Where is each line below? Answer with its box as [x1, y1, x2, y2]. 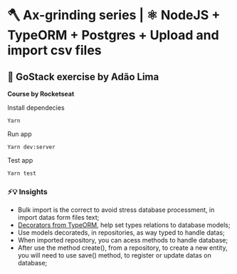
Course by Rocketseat [7, 90, 75, 98]
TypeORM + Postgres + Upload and [7, 27, 219, 44]
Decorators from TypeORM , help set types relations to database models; [17, 220, 231, 230]
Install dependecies [7, 103, 65, 112]
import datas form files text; [17, 213, 100, 222]
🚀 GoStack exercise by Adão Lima [7, 71, 159, 83]
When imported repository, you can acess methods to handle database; [17, 236, 228, 245]
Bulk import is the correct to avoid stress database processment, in [17, 205, 215, 214]
